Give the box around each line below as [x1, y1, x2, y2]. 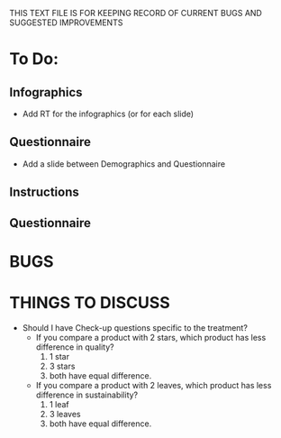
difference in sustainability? [35, 389, 139, 400]
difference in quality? [35, 342, 114, 352]
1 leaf [49, 398, 69, 409]
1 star [49, 351, 70, 361]
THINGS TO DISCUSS [9, 292, 171, 313]
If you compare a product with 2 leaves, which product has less [35, 379, 272, 390]
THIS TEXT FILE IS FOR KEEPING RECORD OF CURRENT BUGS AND [9, 8, 263, 18]
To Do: [9, 49, 59, 69]
